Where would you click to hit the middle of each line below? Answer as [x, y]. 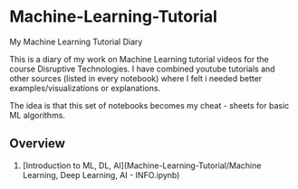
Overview [38, 143]
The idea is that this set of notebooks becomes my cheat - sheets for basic [149, 105]
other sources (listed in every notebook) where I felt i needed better [136, 78]
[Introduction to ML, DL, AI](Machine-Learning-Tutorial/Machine [142, 165]
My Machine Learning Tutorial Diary [76, 42]
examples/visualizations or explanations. [85, 88]
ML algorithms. [38, 115]
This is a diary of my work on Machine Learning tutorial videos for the [139, 59]
